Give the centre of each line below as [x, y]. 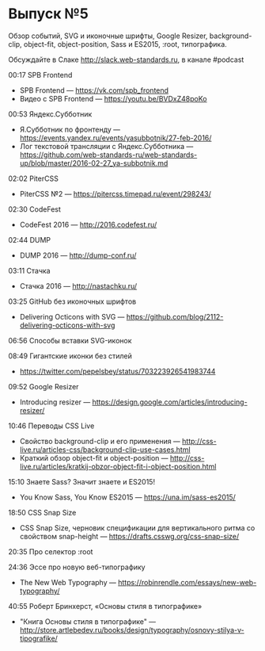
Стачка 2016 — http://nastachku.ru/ [78, 285]
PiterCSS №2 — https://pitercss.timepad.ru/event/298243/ [115, 193]
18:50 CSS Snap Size [42, 512]
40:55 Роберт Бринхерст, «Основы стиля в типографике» [105, 606]
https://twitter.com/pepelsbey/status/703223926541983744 [117, 371]
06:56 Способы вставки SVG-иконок [70, 340]
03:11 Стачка [29, 270]
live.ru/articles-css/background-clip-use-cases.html [105, 450]
